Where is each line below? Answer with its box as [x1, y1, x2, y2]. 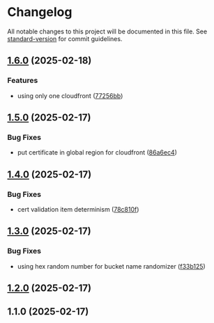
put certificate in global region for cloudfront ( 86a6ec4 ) [17, 148, 178, 157]
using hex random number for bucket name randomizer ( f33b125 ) [17, 262, 206, 270]
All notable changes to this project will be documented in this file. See [7, 27, 208, 36]
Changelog [7, 4, 72, 20]
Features [7, 76, 38, 86]
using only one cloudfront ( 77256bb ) [17, 91, 123, 100]
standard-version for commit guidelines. [7, 34, 123, 42]
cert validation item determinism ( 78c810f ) [17, 205, 139, 213]
